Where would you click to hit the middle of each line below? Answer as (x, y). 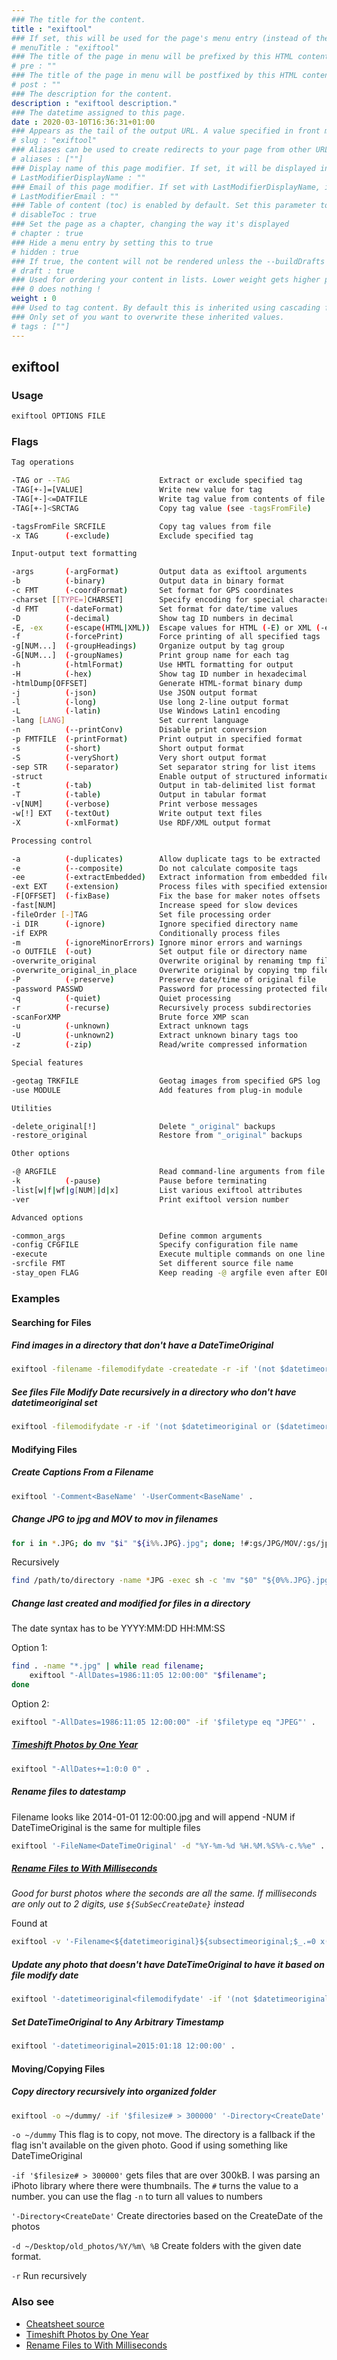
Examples (36, 1298)
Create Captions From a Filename (82, 1472)
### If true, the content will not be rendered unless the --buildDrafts (168, 261)
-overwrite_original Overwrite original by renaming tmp (161, 961)
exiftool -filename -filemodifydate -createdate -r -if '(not (143, 1369)
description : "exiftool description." (94, 103)
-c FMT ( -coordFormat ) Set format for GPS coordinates (152, 591)
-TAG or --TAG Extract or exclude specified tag (157, 481)
